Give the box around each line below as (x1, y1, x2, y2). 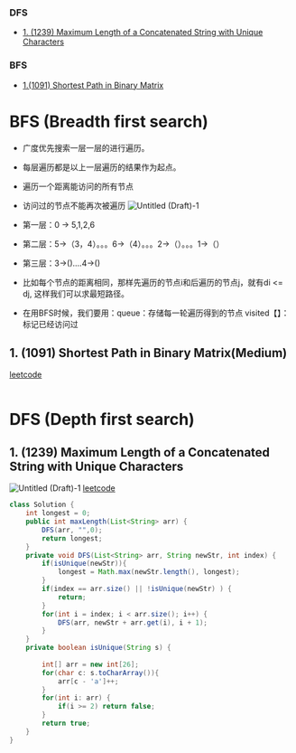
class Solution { (9, 500, 75, 510)
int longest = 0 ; (25, 509, 91, 518)
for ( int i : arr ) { (42, 693, 111, 702)
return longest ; (42, 533, 103, 543)
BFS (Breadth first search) (9, 111, 209, 132)
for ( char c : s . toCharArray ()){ (42, 668, 160, 677)
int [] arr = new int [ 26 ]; (42, 660, 140, 669)
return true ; (42, 719, 91, 729)
